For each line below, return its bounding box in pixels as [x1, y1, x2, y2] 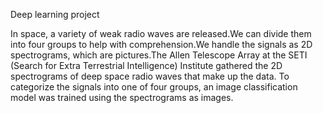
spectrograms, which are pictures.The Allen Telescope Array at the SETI [10, 49, 308, 61]
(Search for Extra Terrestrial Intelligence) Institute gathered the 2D [10, 60, 283, 71]
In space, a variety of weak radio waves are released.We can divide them [10, 28, 312, 39]
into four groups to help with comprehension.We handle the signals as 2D [10, 39, 313, 50]
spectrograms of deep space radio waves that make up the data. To [10, 70, 290, 82]
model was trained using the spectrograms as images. [10, 92, 234, 103]
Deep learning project [10, 9, 100, 20]
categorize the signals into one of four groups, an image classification [10, 81, 298, 93]
